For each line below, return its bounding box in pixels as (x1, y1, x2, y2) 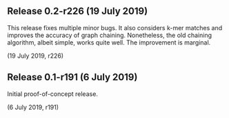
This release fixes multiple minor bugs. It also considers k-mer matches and (7, 23, 223, 32)
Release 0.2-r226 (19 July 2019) (7, 5, 148, 17)
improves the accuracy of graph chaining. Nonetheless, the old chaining (7, 31, 212, 39)
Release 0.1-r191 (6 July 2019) (7, 71, 138, 83)
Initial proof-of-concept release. (7, 89, 99, 98)
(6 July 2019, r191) (7, 103, 59, 111)
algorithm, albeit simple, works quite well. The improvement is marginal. (7, 38, 211, 47)
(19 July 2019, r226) (7, 51, 64, 60)
